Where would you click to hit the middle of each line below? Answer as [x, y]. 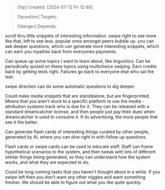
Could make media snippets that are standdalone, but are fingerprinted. [78, 96]
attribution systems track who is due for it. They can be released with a [77, 106]
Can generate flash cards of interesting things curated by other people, [77, 132]
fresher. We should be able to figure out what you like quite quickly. [73, 182]
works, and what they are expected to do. [47, 162]
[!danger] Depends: [37, 26]
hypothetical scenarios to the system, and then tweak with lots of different [81, 152]
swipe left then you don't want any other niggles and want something [75, 177]
